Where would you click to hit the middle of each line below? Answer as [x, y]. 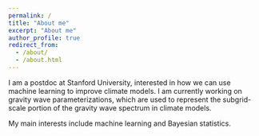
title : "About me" [39, 23]
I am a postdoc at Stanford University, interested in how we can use [120, 82]
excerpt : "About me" [43, 30]
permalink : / [30, 16]
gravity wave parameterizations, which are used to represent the [115, 99]
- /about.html [39, 60]
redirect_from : [34, 45]
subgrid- [237, 99]
